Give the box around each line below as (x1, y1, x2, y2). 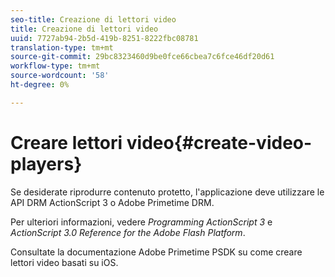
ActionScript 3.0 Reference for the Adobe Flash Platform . (10, 226, 246, 238)
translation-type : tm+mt (10, 42, 114, 53)
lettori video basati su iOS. (10, 256, 119, 268)
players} (10, 152, 83, 175)
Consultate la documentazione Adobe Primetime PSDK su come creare (10, 246, 303, 258)
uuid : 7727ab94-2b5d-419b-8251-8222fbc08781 (10, 33, 199, 43)
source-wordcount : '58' (10, 71, 110, 81)
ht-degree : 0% (10, 80, 70, 90)
